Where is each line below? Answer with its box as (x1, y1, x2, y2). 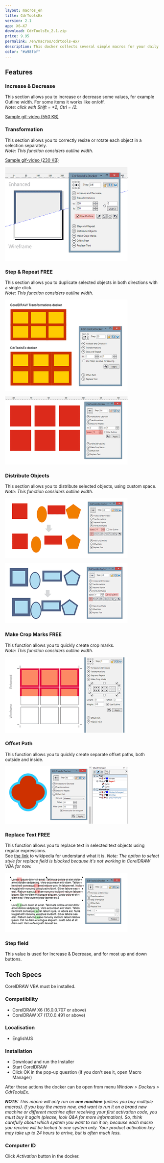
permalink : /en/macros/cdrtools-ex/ (5, 39, 80, 44)
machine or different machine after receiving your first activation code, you (5, 1109, 158, 1115)
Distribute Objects (5, 472, 50, 479)
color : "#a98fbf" (5, 49, 41, 54)
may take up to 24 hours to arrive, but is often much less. (5, 1130, 121, 1136)
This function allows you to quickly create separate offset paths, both (5, 751, 145, 757)
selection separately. (5, 142, 47, 148)
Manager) (12, 1074, 32, 1081)
